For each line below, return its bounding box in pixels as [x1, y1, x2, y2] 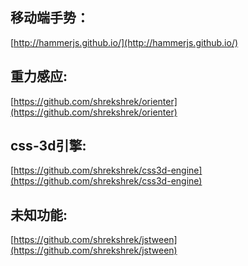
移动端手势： [10, 9, 90, 27]
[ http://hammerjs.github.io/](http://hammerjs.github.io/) [10, 36, 239, 48]
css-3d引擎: [10, 138, 87, 155]
